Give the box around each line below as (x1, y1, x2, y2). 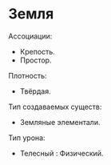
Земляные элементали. (19, 117, 101, 127)
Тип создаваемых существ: (8, 102, 102, 111)
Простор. (19, 55, 52, 65)
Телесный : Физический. (19, 148, 104, 158)
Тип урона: (8, 133, 46, 143)
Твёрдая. (19, 86, 51, 96)
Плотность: (8, 70, 47, 80)
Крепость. (19, 46, 56, 56)
